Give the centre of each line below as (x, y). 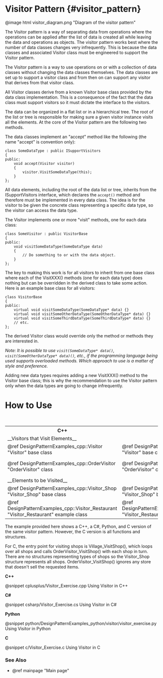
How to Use (29, 405)
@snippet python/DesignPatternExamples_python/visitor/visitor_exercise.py (81, 623)
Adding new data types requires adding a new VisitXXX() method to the (76, 375)
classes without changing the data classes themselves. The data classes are (81, 72)
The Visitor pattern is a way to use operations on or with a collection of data (81, 67)
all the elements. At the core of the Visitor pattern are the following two (76, 122)
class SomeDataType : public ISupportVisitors (53, 151)
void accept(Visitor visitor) (44, 163)
